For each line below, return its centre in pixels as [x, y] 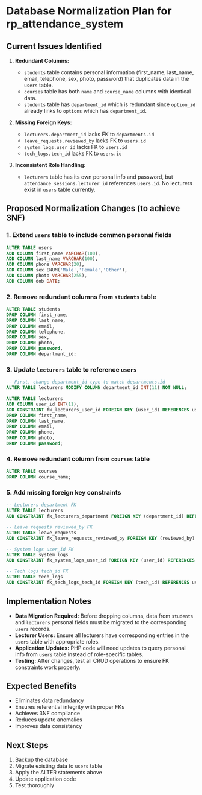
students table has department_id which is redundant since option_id [110, 104]
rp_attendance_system [65, 24]
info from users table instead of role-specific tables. [79, 654]
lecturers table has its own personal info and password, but [98, 177]
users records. [33, 629]
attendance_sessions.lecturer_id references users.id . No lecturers [108, 183]
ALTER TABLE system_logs [37, 555]
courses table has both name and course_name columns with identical [107, 91]
